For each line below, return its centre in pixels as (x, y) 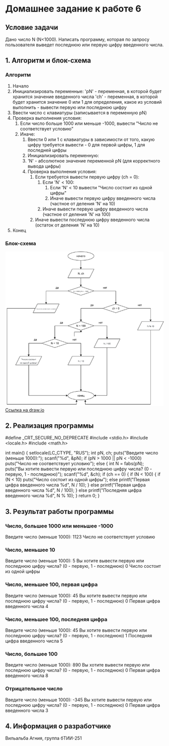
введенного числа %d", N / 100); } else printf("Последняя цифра (73, 490)
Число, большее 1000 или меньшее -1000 (59, 526)
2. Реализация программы (50, 426)
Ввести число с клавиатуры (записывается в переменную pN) (80, 113)
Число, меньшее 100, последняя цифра (56, 619)
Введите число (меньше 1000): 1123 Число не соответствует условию (80, 537)
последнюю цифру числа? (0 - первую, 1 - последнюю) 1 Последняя (79, 635)
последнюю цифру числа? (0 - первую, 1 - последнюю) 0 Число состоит (83, 566)
